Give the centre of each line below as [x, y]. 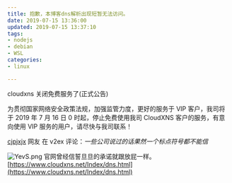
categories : [25, 60]
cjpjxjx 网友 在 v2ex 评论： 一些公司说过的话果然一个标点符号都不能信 [108, 141]
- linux [19, 66]
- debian [20, 47]
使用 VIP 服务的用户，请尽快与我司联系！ [73, 126]
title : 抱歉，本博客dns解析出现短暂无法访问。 [68, 14]
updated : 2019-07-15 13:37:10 [52, 27]
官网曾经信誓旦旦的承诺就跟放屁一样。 [99, 156]
